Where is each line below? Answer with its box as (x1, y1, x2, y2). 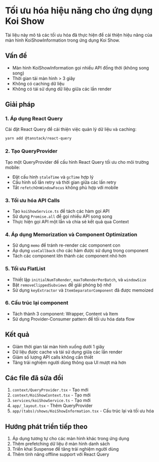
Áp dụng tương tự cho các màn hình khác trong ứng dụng (12, 436, 129, 442)
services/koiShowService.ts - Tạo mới (12, 397, 91, 403)
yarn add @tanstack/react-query (5, 136, 72, 141)
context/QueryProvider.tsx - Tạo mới (12, 387, 89, 393)
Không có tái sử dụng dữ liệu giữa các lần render (12, 86, 112, 92)
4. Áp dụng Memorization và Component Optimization (5, 231, 137, 238)
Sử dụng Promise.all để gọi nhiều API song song (12, 213, 113, 219)
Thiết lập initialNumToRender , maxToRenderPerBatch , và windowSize (12, 276, 147, 282)
